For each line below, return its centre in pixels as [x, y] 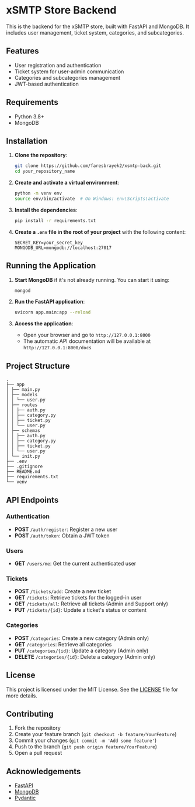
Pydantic [25, 798]
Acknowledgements [43, 771]
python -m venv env [38, 193]
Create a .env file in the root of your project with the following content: [100, 231]
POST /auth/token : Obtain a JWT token [62, 535]
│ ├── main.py [23, 390]
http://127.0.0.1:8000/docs [57, 348]
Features [22, 51]
